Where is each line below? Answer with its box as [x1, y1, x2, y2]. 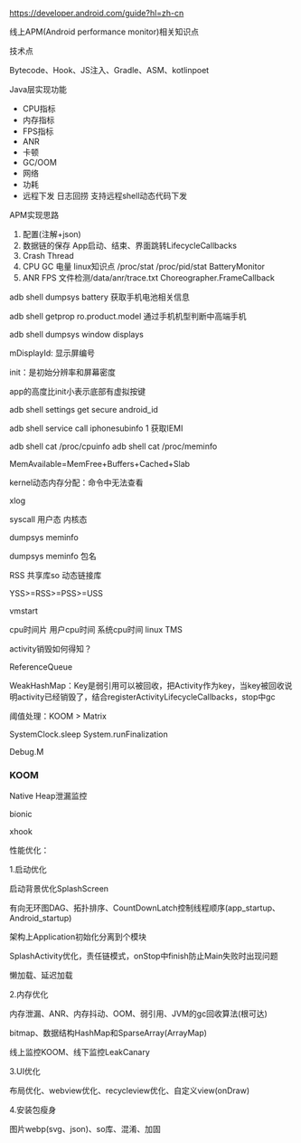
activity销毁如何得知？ [9, 643, 92, 654]
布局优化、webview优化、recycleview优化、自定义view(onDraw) [9, 1085, 250, 1096]
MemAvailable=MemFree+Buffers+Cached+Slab [9, 459, 191, 469]
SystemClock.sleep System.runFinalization [9, 729, 169, 739]
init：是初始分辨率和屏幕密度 [9, 367, 116, 377]
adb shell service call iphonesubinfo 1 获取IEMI [9, 423, 183, 433]
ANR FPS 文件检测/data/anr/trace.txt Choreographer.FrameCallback [22, 272, 276, 283]
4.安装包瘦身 [9, 1104, 57, 1116]
